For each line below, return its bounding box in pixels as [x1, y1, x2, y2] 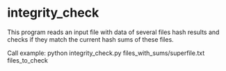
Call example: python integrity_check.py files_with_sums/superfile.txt [7, 49, 205, 57]
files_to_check [7, 56, 49, 64]
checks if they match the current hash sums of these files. [7, 35, 174, 43]
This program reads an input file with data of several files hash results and [7, 28, 220, 36]
